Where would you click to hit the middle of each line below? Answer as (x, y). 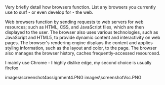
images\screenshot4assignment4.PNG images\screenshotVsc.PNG (73, 77)
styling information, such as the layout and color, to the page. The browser (81, 48)
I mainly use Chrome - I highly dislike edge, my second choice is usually (78, 63)
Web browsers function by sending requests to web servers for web (74, 22)
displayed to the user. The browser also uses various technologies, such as (82, 32)
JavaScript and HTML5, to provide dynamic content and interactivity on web (83, 37)
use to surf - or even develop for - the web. (49, 12)
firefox (12, 68)
